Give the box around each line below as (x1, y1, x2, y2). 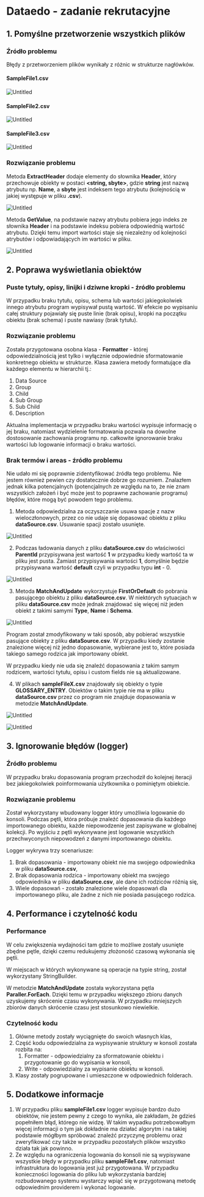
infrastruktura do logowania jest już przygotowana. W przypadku (15, 1164, 179, 1171)
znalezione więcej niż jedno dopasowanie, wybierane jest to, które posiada (6, 643, 195, 651)
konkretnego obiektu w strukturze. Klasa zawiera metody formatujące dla (6, 359, 191, 366)
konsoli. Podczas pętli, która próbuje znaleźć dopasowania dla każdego (6, 816, 186, 823)
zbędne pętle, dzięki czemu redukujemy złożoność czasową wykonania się (6, 947, 195, 954)
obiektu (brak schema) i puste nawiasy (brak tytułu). (6, 317, 138, 324)
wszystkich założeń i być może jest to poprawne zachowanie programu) (6, 489, 188, 497)
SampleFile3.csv (6, 130, 50, 137)
